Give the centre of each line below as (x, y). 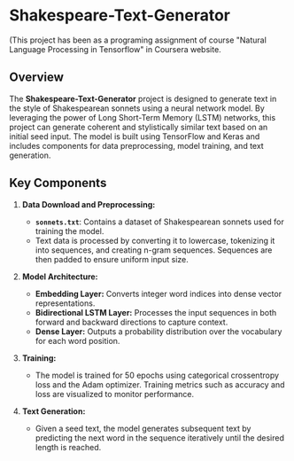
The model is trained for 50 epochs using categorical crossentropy (157, 375)
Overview (37, 78)
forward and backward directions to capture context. (132, 322)
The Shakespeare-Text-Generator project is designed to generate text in (143, 98)
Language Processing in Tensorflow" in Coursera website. (115, 49)
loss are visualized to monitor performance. (115, 394)
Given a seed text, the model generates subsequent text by (143, 428)
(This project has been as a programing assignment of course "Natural (138, 40)
